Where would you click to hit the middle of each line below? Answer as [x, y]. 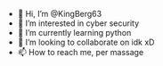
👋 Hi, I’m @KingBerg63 [60, 14]
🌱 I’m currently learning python [74, 33]
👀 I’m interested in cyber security [78, 23]
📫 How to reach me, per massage [81, 52]
